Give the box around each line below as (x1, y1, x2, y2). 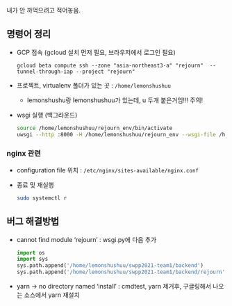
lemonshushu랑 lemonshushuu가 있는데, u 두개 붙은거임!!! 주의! (26, 96, 204, 104)
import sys (16, 256, 49, 263)
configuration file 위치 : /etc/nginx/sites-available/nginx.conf (16, 166, 199, 174)
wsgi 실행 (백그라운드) (16, 111, 78, 119)
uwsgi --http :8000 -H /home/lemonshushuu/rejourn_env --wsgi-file (16, 131, 217, 138)
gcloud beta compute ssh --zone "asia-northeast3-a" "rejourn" (16, 62, 204, 69)
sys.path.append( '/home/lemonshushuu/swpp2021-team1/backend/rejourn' (16, 268, 226, 276)
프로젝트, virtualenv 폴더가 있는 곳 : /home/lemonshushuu (16, 81, 172, 89)
